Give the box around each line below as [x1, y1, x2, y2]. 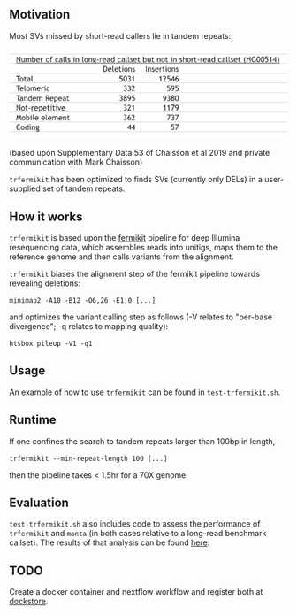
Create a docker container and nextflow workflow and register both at [9, 587, 263, 597]
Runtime [9, 412, 57, 427]
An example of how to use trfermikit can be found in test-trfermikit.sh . [9, 387, 281, 397]
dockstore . [9, 596, 49, 607]
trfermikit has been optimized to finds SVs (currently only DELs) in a [9, 174, 263, 185]
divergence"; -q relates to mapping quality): [9, 321, 169, 332]
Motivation [9, 7, 71, 22]
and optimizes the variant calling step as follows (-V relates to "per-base [9, 311, 272, 322]
